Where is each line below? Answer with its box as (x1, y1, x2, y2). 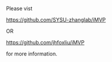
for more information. (6, 50, 57, 57)
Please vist (6, 5, 33, 12)
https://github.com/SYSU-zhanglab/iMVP (6, 16, 106, 23)
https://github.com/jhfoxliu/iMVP (6, 39, 85, 46)
